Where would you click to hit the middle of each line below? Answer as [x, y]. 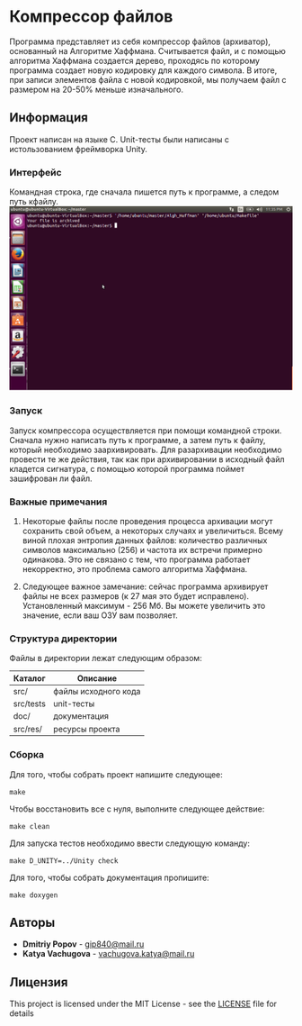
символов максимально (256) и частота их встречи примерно [142, 549]
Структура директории [63, 639]
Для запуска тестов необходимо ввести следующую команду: [129, 843]
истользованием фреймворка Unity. [79, 149]
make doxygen [34, 895]
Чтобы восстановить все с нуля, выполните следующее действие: [137, 809]
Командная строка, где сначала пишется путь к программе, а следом [144, 192]
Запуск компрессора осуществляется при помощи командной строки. [146, 431]
